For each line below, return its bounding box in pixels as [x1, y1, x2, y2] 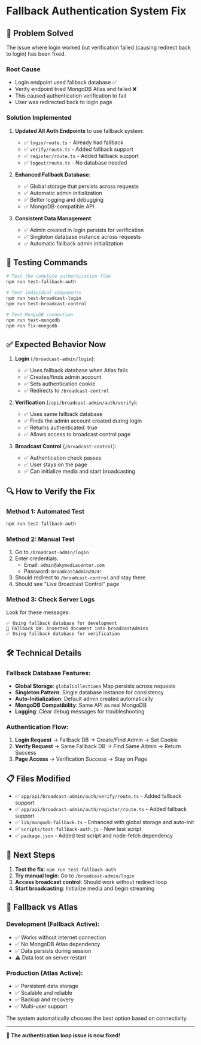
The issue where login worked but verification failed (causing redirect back [6, 44, 191, 51]
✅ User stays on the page [23, 461, 88, 468]
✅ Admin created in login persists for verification [23, 226, 144, 233]
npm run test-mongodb [6, 317, 60, 323]
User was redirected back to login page [14, 99, 112, 106]
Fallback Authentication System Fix [6, 4, 187, 18]
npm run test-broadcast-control [6, 300, 87, 306]
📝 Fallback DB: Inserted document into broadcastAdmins [6, 625, 148, 632]
